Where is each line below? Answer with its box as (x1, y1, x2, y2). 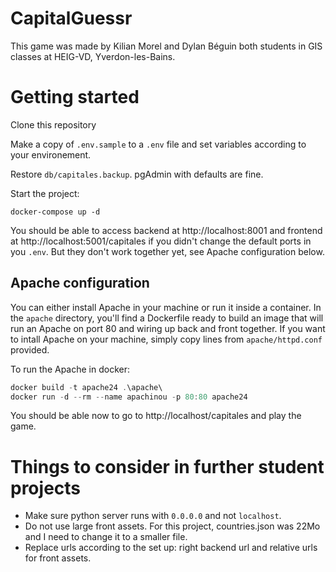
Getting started (10, 86, 140, 109)
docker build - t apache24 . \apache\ (10, 382, 163, 392)
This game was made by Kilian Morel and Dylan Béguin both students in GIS (10, 40, 323, 52)
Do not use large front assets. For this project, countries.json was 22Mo (24, 520, 321, 532)
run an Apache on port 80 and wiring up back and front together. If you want (10, 322, 326, 334)
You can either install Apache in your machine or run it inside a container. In (10, 301, 322, 313)
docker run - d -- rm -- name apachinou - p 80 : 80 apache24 (10, 392, 248, 402)
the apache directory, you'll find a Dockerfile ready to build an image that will (10, 312, 324, 324)
